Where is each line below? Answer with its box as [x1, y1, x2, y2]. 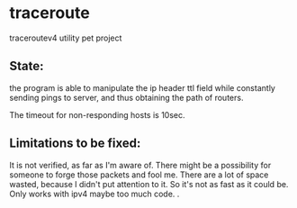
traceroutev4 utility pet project [9, 32, 122, 43]
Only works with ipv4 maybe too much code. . [9, 188, 180, 199]
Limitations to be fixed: [9, 136, 141, 151]
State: [9, 59, 44, 74]
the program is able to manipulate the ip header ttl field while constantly [9, 82, 276, 93]
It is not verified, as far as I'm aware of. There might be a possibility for [9, 159, 272, 170]
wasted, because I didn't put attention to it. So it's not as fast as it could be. [9, 178, 289, 189]
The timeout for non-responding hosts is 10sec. [9, 109, 185, 120]
